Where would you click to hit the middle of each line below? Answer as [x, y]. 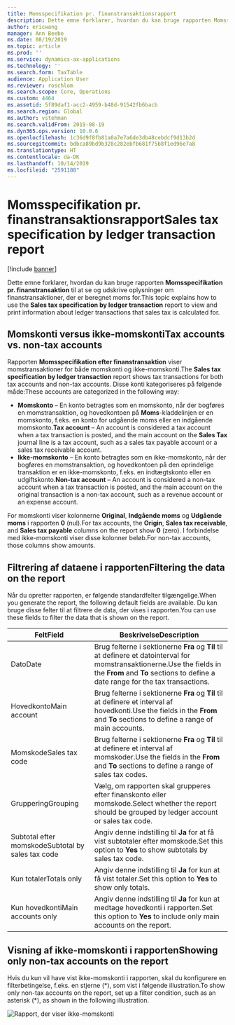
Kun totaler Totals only [47, 879]
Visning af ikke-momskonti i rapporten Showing [113, 950]
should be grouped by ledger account [156, 812]
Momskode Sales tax [44, 752]
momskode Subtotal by [48, 846]
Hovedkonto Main [39, 706]
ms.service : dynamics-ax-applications [64, 60]
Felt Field [49, 635]
